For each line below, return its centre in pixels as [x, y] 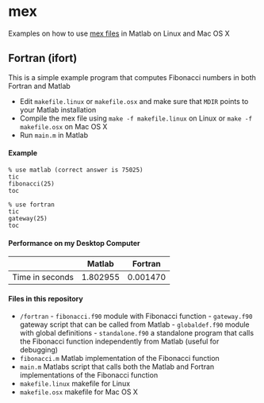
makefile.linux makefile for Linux [75, 384]
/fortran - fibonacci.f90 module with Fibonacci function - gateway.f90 [136, 317]
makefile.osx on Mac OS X [63, 126]
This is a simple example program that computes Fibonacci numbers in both [132, 77]
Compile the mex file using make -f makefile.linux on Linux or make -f [136, 118]
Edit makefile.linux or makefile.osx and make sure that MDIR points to [134, 101]
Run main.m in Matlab [54, 135]
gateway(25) [28, 218]
